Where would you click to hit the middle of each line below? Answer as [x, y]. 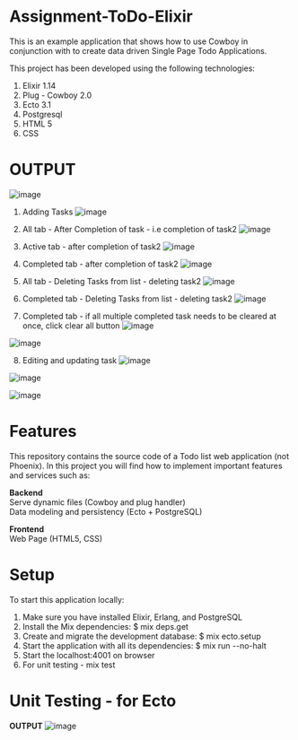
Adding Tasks [48, 212]
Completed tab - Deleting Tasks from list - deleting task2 [127, 299]
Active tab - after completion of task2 [92, 246]
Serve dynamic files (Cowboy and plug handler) [97, 502]
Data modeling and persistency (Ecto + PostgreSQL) [106, 511]
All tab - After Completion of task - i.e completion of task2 [130, 229]
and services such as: [50, 475]
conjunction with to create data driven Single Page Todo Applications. [138, 50]
